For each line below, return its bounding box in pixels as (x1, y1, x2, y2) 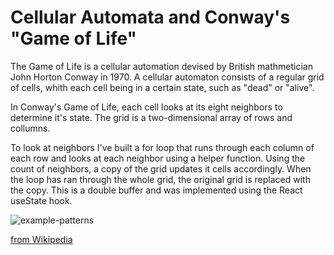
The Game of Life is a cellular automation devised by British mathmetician (10, 60, 313, 72)
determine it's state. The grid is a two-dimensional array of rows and (10, 111, 293, 123)
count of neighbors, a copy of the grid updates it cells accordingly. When (10, 162, 312, 175)
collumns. (10, 122, 51, 134)
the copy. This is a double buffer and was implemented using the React (10, 184, 303, 196)
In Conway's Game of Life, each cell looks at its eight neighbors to (10, 101, 283, 113)
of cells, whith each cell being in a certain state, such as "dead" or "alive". (10, 81, 315, 93)
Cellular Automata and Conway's (10, 6, 291, 29)
